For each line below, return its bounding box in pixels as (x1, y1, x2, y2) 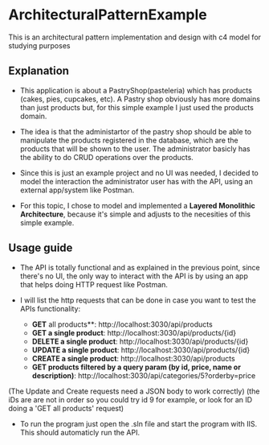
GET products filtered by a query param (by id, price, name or (31, 362, 241, 372)
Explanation (8, 64, 70, 78)
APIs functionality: (19, 303, 81, 313)
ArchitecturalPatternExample (8, 6, 207, 24)
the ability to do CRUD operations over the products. (19, 152, 194, 162)
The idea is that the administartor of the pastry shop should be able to (19, 126, 251, 136)
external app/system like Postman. (19, 185, 135, 195)
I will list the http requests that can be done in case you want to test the (19, 295, 257, 305)
